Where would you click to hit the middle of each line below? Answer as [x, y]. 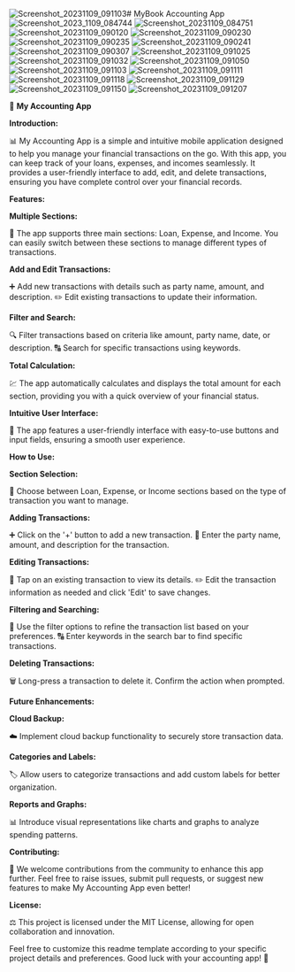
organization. [33, 787]
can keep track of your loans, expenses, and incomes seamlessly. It [132, 163]
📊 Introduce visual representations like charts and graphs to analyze [134, 822]
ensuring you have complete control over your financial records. [126, 182]
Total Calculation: [42, 366]
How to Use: [32, 457]
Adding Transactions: [50, 517]
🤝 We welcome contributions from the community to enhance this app [136, 869]
